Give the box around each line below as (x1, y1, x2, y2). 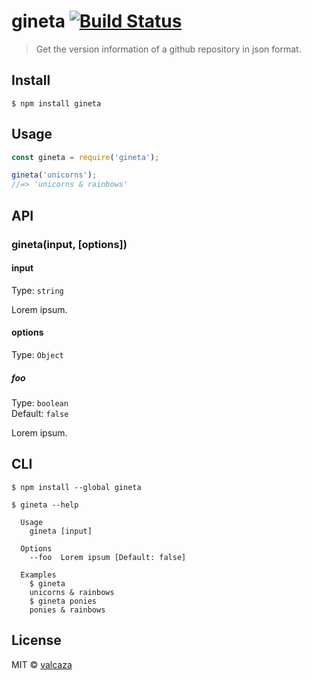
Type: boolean (11, 396, 69, 409)
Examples (20, 570, 57, 580)
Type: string (11, 284, 64, 296)
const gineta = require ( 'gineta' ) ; (11, 152, 160, 162)
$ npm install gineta (11, 98, 102, 109)
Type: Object (11, 348, 64, 360)
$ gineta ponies (29, 596, 98, 606)
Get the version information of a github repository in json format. (35, 43, 302, 55)
